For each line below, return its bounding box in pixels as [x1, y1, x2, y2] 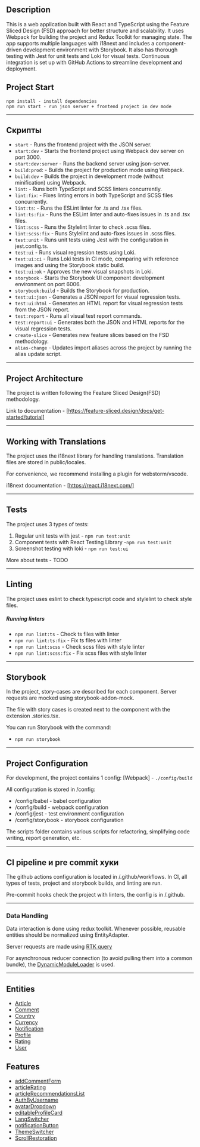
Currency [14, 1019, 38, 1026]
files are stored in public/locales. [6, 459, 86, 466]
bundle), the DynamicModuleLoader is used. [6, 961, 115, 968]
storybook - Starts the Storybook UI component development [14, 274, 165, 281]
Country [14, 1013, 35, 1020]
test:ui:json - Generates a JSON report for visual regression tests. [14, 293, 181, 300]
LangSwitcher [14, 1115, 49, 1123]
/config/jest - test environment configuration [14, 810, 124, 817]
